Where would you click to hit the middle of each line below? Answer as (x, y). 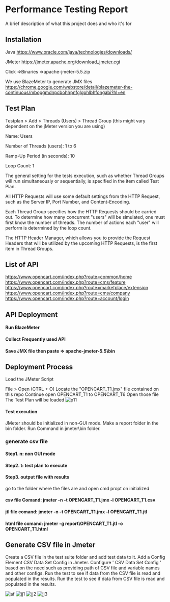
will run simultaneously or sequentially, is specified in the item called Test (82, 181)
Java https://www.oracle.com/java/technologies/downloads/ (69, 52)
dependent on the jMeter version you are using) (55, 126)
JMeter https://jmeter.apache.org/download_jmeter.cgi (63, 62)
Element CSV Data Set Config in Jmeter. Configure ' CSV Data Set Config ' (83, 563)
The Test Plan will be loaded (35, 400)
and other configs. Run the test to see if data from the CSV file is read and (83, 573)
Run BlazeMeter (22, 328)
